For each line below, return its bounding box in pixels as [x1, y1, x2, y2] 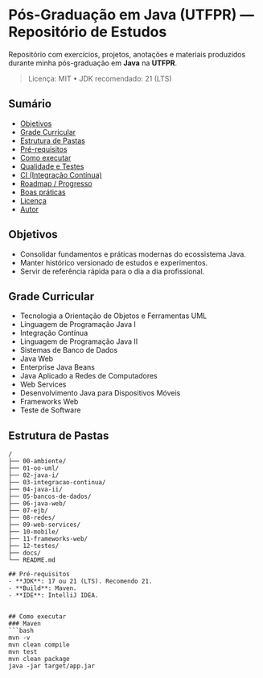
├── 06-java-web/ [8, 500, 67, 508]
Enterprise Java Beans [19, 362, 95, 372]
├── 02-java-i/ [8, 471, 60, 479]
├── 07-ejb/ [8, 507, 48, 515]
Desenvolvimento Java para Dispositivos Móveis [19, 388, 181, 398]
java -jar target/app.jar [8, 662, 95, 671]
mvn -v [8, 634, 31, 642]
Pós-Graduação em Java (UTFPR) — [8, 6, 255, 24]
